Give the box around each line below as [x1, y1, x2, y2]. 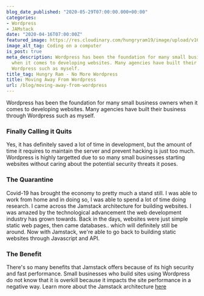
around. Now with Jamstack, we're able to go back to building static [6, 228, 177, 235]
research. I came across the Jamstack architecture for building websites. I [6, 202, 192, 210]
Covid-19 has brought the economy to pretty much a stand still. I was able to [6, 189, 197, 196]
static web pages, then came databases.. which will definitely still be [6, 221, 178, 229]
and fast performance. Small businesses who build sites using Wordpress [6, 270, 190, 277]
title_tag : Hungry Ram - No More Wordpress [6, 71, 118, 77]
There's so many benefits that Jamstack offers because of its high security [6, 263, 194, 270]
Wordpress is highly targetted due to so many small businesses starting [6, 154, 185, 161]
